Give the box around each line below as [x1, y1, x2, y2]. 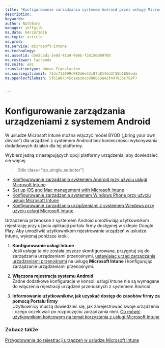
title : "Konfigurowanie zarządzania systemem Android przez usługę [5, 7, 146, 12]
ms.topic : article [5, 35, 43, 40]
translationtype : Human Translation [5, 67, 80, 72]
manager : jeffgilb [5, 26, 43, 30]
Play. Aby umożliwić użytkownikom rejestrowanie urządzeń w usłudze [5, 228, 146, 233]
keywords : [5, 16, 26, 21]
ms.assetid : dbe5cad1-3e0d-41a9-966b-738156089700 [5, 53, 111, 58]
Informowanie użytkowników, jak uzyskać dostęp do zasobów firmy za [12, 293, 160, 299]
